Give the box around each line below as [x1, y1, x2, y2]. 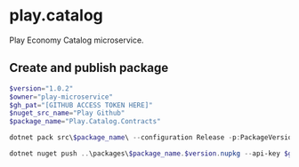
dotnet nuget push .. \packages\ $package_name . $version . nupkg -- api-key [9, 149, 280, 158]
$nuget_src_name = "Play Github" [9, 108, 125, 118]
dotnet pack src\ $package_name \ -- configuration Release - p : [9, 133, 241, 142]
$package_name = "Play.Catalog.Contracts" [9, 117, 162, 126]
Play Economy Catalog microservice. [9, 35, 144, 45]
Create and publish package [9, 60, 169, 76]
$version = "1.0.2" [9, 83, 74, 93]
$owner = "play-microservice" [9, 92, 114, 101]
